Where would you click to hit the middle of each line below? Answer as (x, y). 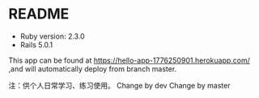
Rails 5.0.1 (36, 44)
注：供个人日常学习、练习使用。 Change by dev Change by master (119, 85)
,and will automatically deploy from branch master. (93, 68)
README (39, 14)
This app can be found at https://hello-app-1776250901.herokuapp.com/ (129, 60)
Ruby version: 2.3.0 (52, 36)
